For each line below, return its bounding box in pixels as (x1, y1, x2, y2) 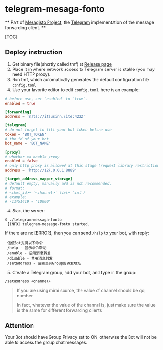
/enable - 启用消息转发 (7, 251, 51, 256)
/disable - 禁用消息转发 (7, 256, 53, 261)
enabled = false (5, 159, 38, 164)
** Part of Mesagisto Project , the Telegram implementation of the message (5, 19, 154, 25)
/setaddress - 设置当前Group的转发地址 (7, 261, 81, 266)
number (16, 293, 33, 298)
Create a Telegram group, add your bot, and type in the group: (12, 270, 137, 276)
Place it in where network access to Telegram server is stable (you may (12, 66, 155, 72)
